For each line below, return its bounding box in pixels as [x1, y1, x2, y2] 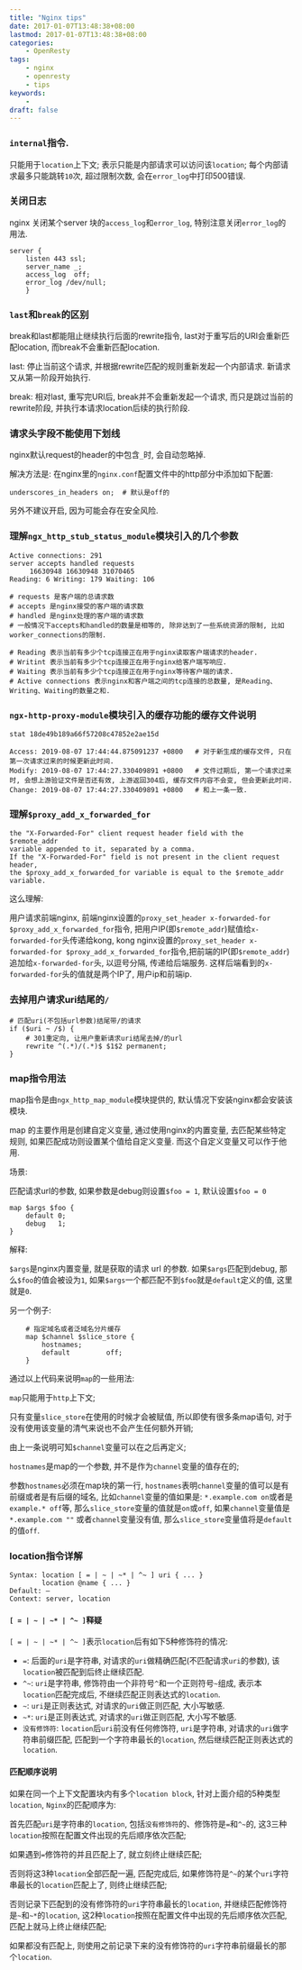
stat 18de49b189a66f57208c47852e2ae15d [9, 730, 160, 739]
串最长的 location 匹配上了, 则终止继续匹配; [9, 1879, 168, 1890]
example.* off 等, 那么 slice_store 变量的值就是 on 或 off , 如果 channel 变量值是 [9, 1502, 290, 1513]
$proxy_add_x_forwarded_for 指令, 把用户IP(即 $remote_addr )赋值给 [9, 924, 252, 935]
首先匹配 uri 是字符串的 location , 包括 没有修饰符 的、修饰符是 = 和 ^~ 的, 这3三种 [9, 1818, 288, 1829]
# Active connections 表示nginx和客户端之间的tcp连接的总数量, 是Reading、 [9, 677, 278, 686]
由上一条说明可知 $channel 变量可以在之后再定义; [9, 1441, 187, 1452]
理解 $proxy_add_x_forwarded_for [9, 807, 151, 820]
